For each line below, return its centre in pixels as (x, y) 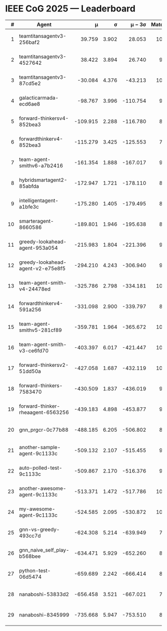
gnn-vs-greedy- (40, 529)
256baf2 (30, 42)
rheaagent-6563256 (44, 412)
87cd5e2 (30, 83)
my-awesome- (37, 509)
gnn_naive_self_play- (44, 550)
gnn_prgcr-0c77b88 (44, 430)
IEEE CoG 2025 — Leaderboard (70, 9)
